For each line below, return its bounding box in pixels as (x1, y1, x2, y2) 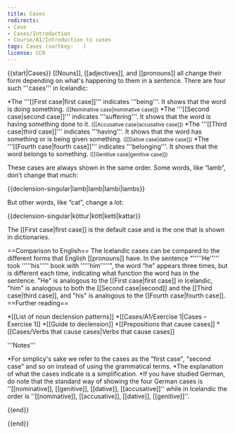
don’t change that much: (7, 170, 79, 179)
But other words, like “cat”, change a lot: (7, 198, 124, 206)
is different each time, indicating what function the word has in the (7, 269, 199, 277)
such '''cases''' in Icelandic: (7, 84, 88, 92)
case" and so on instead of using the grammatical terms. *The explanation (7, 362, 224, 370)
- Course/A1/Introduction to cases (7, 37, 112, 44)
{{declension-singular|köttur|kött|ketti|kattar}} (7, 212, 141, 220)
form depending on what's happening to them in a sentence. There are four (7, 76, 227, 84)
